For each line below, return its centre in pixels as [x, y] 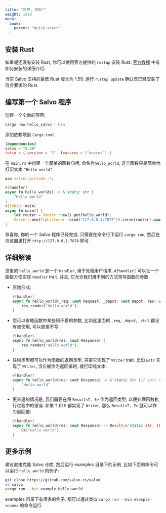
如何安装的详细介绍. [25, 68]
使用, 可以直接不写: [40, 326]
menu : [11, 19]
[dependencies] [21, 144]
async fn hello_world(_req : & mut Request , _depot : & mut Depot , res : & [86, 301]
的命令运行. [31, 506]
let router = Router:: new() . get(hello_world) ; [63, 215]
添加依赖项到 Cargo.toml [30, 135]
